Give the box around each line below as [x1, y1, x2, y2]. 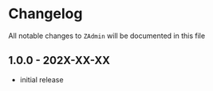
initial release [19, 74, 64, 84]
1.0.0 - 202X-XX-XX [8, 54, 110, 67]
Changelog [8, 5, 83, 23]
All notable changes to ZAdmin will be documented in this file [8, 31, 206, 40]
